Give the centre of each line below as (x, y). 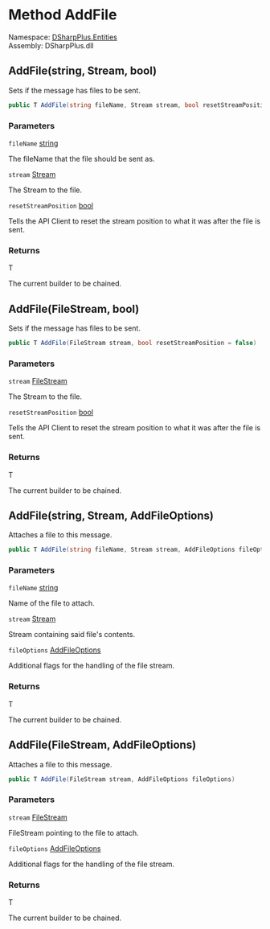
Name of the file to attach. (51, 603)
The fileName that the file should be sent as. (82, 158)
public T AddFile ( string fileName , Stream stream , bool (104, 105)
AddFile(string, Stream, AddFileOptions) (111, 515)
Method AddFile (63, 15)
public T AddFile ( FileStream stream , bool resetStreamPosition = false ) (133, 343)
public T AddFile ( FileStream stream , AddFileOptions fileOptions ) (122, 779)
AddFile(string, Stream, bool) (83, 71)
